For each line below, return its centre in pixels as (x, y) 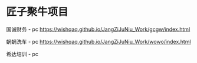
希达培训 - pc (22, 54)
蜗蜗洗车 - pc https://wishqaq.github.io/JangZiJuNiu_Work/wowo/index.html (98, 41)
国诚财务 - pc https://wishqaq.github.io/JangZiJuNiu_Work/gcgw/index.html (98, 29)
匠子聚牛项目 (37, 12)
